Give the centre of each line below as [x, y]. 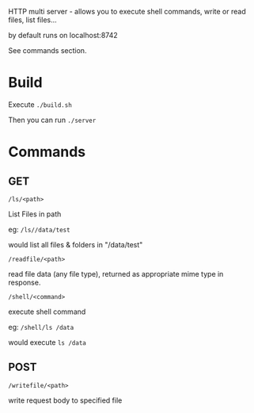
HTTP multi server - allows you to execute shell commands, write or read [127, 11]
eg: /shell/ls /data [41, 327]
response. [25, 282]
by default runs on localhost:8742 [63, 35]
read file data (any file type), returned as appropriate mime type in [116, 273]
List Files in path [35, 214]
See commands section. [47, 50]
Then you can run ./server [52, 120]
